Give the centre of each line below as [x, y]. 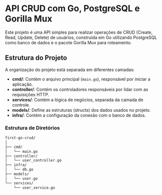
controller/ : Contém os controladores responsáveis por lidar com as [80, 89]
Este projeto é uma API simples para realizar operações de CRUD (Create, [79, 32]
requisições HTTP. [31, 94]
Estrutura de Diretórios [32, 128]
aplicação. [22, 84]
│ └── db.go [19, 170]
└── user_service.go [34, 188]
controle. [21, 105]
